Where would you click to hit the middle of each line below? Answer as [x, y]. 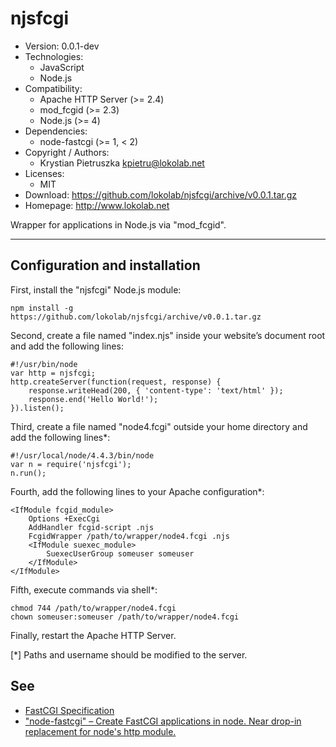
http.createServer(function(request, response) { [116, 382]
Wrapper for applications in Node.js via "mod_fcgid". [118, 224]
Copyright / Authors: [67, 152]
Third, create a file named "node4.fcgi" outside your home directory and [159, 426]
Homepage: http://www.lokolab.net [97, 205]
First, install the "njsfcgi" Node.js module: [96, 289]
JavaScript [62, 67]
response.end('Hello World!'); [93, 399]
